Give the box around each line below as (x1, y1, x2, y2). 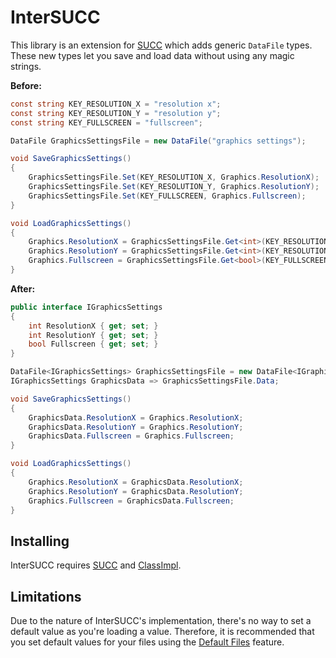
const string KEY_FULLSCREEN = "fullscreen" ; (10, 117, 203, 128)
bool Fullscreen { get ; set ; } (28, 339, 159, 350)
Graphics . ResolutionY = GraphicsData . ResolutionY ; (28, 486, 244, 496)
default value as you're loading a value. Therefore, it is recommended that (10, 626, 315, 638)
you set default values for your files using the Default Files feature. (10, 636, 285, 648)
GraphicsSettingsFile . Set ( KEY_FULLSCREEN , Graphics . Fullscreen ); (28, 191, 307, 201)
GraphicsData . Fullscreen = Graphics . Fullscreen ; (28, 431, 235, 441)
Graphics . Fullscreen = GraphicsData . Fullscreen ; (28, 496, 235, 506)
